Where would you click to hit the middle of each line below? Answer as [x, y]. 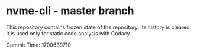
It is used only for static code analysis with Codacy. [69, 33]
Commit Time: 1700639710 [39, 45]
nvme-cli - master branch [70, 11]
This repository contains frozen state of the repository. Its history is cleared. [98, 27]
